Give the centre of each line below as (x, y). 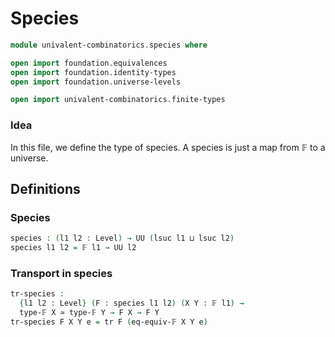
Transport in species (61, 273)
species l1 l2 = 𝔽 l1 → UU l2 (73, 248)
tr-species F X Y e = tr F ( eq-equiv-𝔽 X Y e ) (109, 322)
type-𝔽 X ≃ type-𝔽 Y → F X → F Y (89, 313)
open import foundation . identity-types (93, 72)
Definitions (45, 189)
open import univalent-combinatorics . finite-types (118, 100)
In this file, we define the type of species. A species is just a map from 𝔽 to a (168, 147)
